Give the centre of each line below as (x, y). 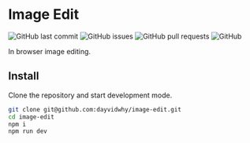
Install (24, 76)
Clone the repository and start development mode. (90, 95)
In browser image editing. (50, 51)
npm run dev (28, 131)
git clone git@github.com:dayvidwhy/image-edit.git (95, 109)
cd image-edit (32, 117)
